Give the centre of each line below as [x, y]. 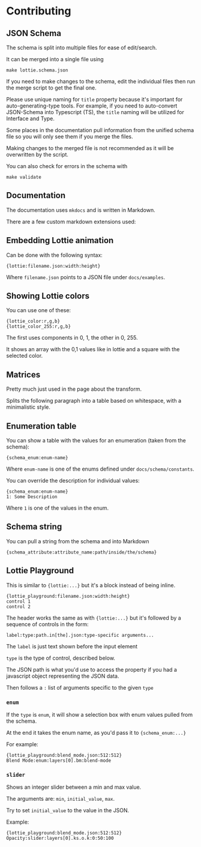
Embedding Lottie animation [60, 240]
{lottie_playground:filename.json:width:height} [68, 596]
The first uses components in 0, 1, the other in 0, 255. [72, 338]
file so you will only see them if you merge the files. [70, 137]
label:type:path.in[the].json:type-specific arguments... [80, 635]
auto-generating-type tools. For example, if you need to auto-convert [92, 106]
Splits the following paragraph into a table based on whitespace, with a [94, 401]
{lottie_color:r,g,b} [33, 321]
